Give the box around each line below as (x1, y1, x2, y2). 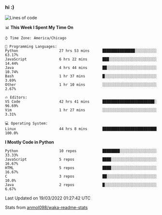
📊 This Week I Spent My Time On (5, 25, 74, 31)
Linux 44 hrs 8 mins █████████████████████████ (5, 126, 157, 132)
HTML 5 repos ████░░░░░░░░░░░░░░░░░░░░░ (5, 166, 157, 170)
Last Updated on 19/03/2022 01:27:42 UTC (5, 195, 91, 201)
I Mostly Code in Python (5, 139, 54, 145)
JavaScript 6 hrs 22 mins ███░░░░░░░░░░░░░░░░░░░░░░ (5, 57, 157, 62)
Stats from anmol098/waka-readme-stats (5, 205, 88, 211)
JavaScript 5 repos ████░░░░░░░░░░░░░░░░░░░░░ (5, 157, 157, 162)
